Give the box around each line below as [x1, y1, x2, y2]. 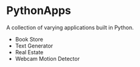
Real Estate [15, 48, 44, 55]
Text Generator [15, 42, 54, 49]
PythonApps [6, 4, 71, 18]
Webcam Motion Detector [15, 55, 80, 62]
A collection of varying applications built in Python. [6, 24, 134, 31]
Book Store [15, 35, 44, 43]
